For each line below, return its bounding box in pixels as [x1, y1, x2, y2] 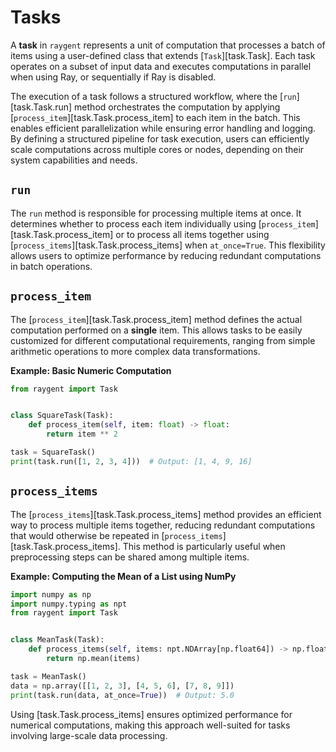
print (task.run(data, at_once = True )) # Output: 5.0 [10, 690, 235, 700]
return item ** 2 [46, 429, 118, 440]
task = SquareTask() [10, 447, 97, 458]
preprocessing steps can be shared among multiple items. [10, 551, 250, 563]
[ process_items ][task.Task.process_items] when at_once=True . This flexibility [10, 239, 326, 251]
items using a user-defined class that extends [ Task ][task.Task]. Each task [10, 49, 316, 61]
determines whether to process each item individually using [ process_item [10, 217, 316, 230]
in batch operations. [10, 260, 93, 272]
